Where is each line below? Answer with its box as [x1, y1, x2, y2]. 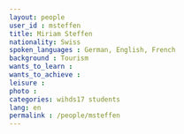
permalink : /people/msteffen [9, 111, 121, 120]
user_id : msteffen [9, 21, 81, 30]
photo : [9, 86, 38, 95]
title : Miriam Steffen [9, 29, 93, 38]
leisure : [9, 78, 46, 87]
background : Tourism [9, 54, 89, 63]
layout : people [9, 12, 65, 22]
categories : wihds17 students [9, 94, 121, 104]
